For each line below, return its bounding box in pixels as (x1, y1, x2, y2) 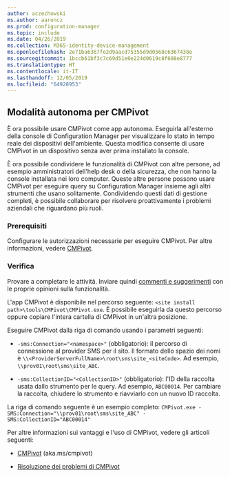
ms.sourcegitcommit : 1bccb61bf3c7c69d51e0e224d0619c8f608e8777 (7, 55, 193, 62)
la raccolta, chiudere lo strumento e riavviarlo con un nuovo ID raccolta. (17, 389, 221, 398)
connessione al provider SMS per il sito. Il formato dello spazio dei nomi (17, 347, 221, 355)
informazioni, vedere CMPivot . (7, 244, 94, 253)
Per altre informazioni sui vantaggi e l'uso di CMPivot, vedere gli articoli (7, 428, 210, 436)
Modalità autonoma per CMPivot (7, 106, 149, 118)
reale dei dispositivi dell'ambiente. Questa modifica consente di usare (7, 139, 205, 148)
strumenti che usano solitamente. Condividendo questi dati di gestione (7, 189, 208, 197)
